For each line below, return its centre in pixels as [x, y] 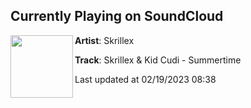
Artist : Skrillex [104, 40]
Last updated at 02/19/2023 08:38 [145, 79]
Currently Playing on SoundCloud [117, 16]
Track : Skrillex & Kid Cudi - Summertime [158, 60]
